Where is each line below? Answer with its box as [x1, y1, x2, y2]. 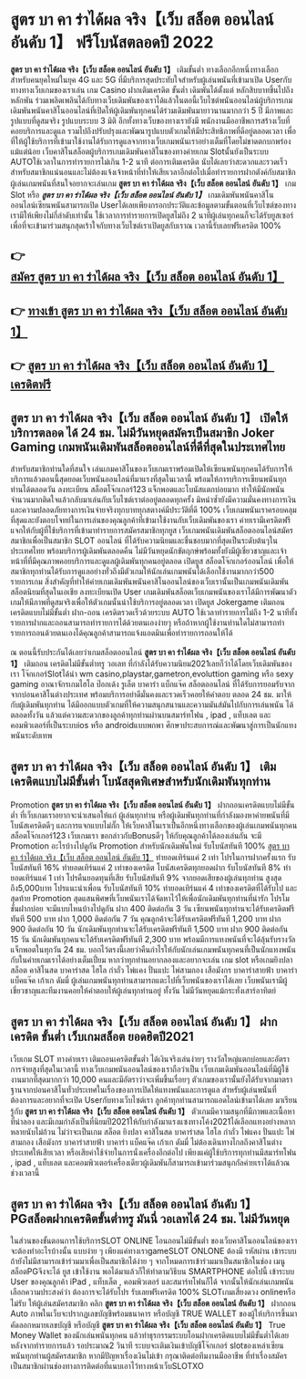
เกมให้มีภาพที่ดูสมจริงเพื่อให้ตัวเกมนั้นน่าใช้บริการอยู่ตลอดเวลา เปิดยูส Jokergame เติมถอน [10, 596, 285, 607]
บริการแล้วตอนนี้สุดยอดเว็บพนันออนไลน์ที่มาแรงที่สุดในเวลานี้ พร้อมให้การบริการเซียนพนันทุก [10, 473, 287, 484]
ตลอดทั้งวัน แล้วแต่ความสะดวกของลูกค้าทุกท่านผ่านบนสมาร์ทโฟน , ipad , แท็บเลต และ [10, 709, 271, 720]
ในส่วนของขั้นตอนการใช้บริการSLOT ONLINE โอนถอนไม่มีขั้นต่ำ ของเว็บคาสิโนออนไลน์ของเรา [10, 1235, 298, 1246]
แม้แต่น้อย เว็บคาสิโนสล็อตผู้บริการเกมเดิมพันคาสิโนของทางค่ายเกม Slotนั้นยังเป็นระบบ [10, 146, 270, 157]
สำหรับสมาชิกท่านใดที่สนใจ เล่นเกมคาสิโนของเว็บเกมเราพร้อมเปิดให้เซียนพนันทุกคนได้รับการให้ [10, 463, 293, 474]
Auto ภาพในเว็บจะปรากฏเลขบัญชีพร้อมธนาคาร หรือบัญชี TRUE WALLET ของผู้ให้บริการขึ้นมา [10, 1308, 298, 1319]
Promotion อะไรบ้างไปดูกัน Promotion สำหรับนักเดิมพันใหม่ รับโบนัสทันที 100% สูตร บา [10, 840, 291, 851]
